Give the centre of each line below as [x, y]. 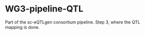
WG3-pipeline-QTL [44, 9]
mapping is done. [22, 27]
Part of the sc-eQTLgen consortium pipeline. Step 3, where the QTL [73, 22]
